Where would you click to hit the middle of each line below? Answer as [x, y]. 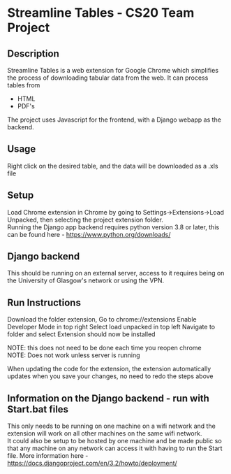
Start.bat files [38, 409]
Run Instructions [44, 302]
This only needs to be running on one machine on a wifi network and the [112, 426]
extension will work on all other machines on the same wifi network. [105, 433]
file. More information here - [48, 456]
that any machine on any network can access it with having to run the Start [115, 448]
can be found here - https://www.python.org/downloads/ [89, 234]
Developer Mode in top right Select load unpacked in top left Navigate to [111, 327]
